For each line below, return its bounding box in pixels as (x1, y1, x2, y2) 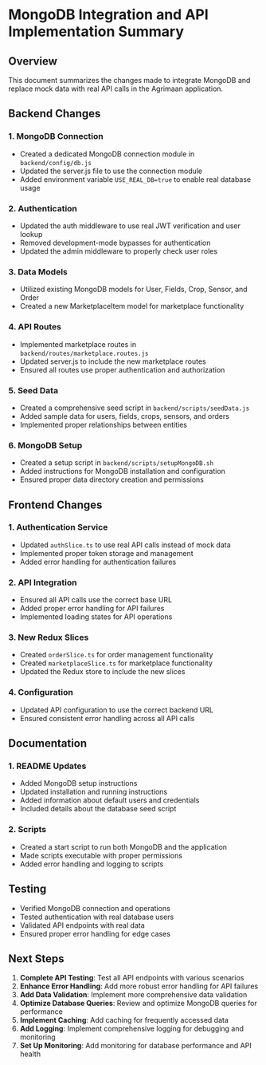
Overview (8, 54, 58, 68)
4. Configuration (8, 687, 73, 698)
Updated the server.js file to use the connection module (19, 166, 203, 176)
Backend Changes (8, 107, 101, 120)
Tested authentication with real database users (19, 912, 174, 921)
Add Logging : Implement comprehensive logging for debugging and (19, 1024, 244, 1034)
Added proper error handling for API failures (19, 604, 165, 613)
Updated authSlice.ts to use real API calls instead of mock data (19, 540, 231, 550)
